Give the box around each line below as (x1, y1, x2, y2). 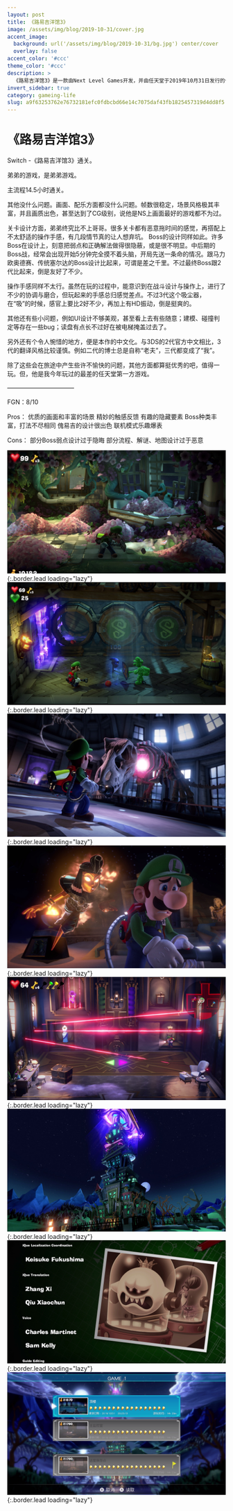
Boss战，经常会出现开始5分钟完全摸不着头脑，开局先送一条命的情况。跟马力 (7, 250, 225, 258)
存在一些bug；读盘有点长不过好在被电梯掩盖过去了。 (19, 323, 171, 331)
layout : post (7, 11, 45, 18)
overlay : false (13, 48, 58, 55)
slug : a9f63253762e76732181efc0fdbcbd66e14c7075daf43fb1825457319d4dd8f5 (7, 99, 225, 106)
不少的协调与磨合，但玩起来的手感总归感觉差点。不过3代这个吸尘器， (7, 291, 206, 299)
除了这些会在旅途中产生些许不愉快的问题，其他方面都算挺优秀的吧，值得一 (7, 361, 220, 369)
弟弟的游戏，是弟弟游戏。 (7, 171, 80, 180)
